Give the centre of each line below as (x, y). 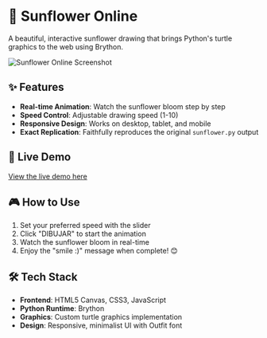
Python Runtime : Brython (62, 309)
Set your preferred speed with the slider (85, 226)
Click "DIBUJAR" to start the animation (83, 234)
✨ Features (36, 87)
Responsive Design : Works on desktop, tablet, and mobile (115, 124)
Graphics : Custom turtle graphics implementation (101, 317)
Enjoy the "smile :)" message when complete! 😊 (99, 251)
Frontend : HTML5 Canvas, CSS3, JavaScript (93, 300)
